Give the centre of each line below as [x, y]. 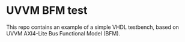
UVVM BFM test [47, 10]
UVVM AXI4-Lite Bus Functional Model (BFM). [63, 33]
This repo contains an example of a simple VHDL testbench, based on [92, 27]
